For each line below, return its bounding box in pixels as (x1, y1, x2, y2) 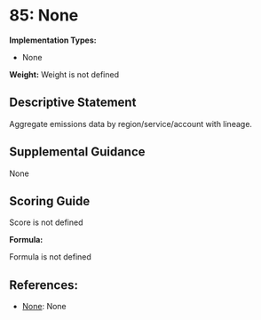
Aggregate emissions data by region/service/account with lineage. (9, 118, 253, 129)
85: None (9, 5, 79, 26)
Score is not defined (9, 217, 83, 228)
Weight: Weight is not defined (9, 68, 120, 80)
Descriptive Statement (9, 95, 137, 110)
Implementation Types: (9, 35, 97, 45)
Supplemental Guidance (9, 144, 146, 160)
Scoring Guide (9, 193, 91, 209)
